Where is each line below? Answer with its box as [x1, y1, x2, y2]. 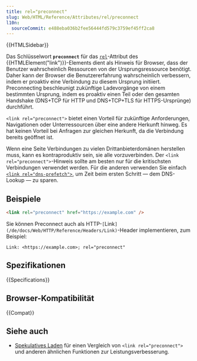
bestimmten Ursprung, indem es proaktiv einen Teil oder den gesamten [6, 91, 180, 98]
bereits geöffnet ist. [6, 134, 54, 141]
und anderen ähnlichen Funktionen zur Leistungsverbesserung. [14, 348, 170, 356]
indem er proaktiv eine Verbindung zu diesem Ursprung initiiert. [6, 78, 162, 85]
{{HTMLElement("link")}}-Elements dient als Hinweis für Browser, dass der [6, 59, 188, 66]
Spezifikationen [6, 260, 66, 270]
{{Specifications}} [6, 276, 50, 283]
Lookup [6, 177, 25, 184]
